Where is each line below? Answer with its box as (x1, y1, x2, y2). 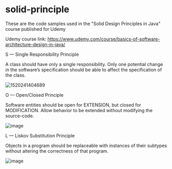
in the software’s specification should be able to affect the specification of (5, 67, 162, 73)
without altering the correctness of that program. (5, 147, 109, 154)
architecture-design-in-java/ (5, 41, 66, 47)
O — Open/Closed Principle (5, 92, 64, 98)
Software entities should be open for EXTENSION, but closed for (5, 101, 141, 108)
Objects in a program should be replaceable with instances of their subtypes (5, 142, 167, 149)
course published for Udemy (5, 26, 66, 32)
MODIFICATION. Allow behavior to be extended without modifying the (5, 107, 153, 113)
